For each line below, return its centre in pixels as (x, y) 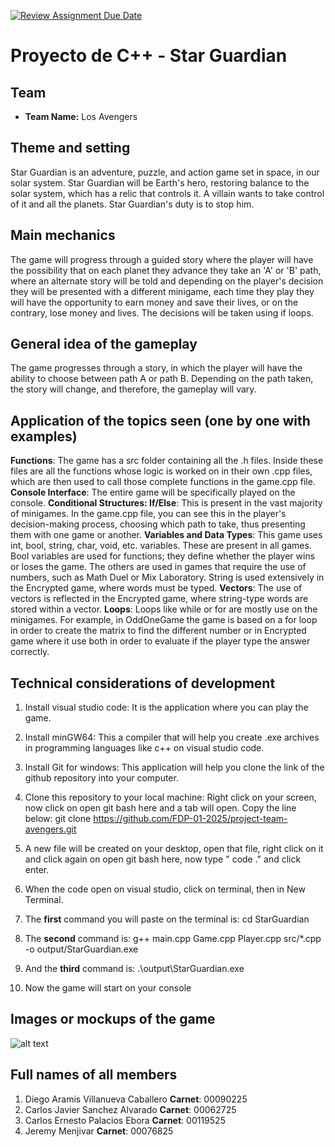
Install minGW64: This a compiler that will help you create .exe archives (172, 737)
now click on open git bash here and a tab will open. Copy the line (160, 808)
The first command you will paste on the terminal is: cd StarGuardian (167, 919)
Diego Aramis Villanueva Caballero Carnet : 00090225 (136, 1099)
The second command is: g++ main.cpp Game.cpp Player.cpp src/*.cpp (173, 939)
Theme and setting (70, 148)
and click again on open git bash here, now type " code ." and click (163, 859)
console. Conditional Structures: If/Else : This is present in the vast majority (166, 503)
